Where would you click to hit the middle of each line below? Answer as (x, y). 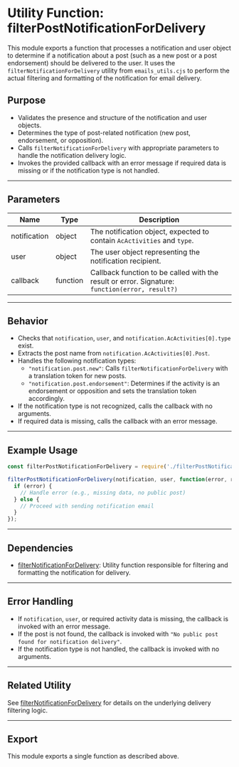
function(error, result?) (134, 289)
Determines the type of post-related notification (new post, (104, 132)
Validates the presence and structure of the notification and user (112, 117)
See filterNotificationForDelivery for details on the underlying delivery (109, 702)
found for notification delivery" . (70, 641)
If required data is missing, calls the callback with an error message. (117, 422)
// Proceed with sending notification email (87, 506)
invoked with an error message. (64, 626)
